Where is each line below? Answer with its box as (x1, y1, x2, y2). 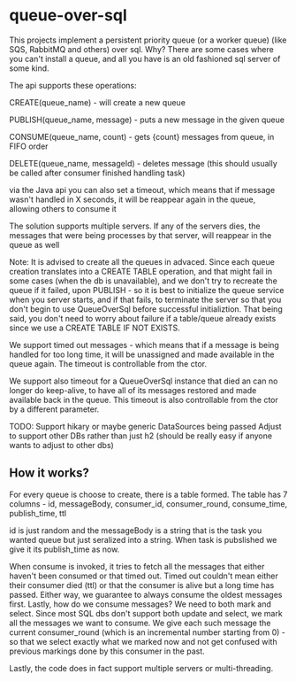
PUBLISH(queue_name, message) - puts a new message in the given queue (9, 114, 285, 125)
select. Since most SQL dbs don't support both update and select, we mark (9, 608, 283, 618)
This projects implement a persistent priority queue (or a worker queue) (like (9, 35, 287, 45)
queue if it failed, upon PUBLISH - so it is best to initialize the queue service (9, 284, 285, 295)
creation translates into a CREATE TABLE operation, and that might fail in (9, 266, 272, 276)
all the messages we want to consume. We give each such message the (9, 617, 271, 628)
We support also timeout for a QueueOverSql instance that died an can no (9, 376, 278, 386)
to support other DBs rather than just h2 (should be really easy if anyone (9, 430, 272, 441)
